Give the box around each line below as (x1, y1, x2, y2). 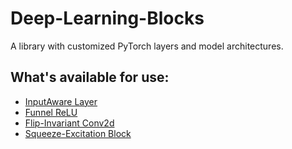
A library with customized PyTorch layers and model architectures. (10, 40, 284, 52)
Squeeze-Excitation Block (24, 127, 132, 139)
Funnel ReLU (24, 106, 78, 118)
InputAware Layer (24, 95, 98, 107)
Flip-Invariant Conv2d (24, 117, 115, 129)
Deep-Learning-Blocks (10, 7, 205, 30)
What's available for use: (10, 69, 170, 86)
